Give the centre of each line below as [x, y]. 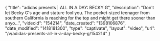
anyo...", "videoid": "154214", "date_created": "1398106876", [66, 23]
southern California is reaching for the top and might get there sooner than [80, 18]
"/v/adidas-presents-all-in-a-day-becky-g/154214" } [58, 33]
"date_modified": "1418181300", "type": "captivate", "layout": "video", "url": [80, 28]
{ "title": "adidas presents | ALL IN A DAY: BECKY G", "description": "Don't [80, 8]
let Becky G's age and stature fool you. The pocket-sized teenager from [78, 13]
